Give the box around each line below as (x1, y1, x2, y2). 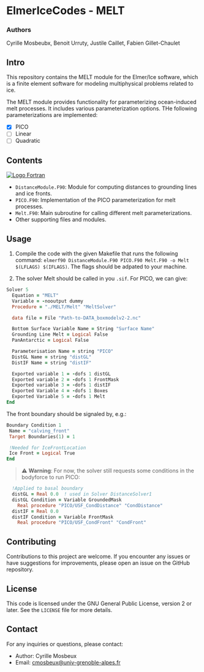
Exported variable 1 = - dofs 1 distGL (12, 371, 111, 377)
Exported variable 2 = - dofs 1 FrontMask (12, 376, 119, 383)
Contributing (6, 537, 56, 547)
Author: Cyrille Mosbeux (15, 652, 77, 659)
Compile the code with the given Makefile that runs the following (15, 250, 178, 257)
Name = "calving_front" (9, 428, 70, 434)
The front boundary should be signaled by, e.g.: (6, 410, 127, 417)
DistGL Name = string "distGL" (12, 353, 92, 360)
